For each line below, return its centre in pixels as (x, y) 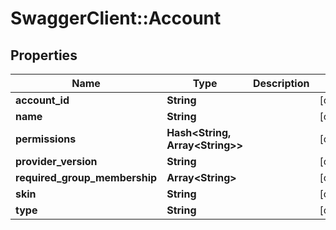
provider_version (56, 161)
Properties (44, 55)
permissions (46, 139)
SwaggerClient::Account (116, 18)
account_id (42, 100)
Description (281, 83)
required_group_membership (86, 177)
